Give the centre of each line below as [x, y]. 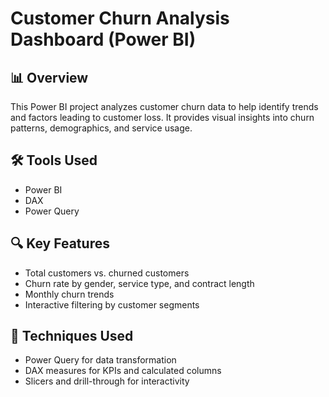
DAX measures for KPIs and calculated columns [123, 371]
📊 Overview [49, 77]
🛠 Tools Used [54, 160]
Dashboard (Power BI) [103, 39]
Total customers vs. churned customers [107, 273]
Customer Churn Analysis [120, 18]
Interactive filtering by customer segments [112, 304]
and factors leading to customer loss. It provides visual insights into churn [162, 117]
